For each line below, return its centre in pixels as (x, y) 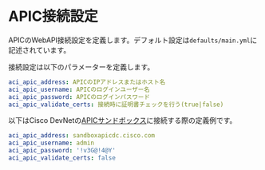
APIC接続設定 (53, 16)
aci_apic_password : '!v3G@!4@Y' (62, 151)
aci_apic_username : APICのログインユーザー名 (79, 89)
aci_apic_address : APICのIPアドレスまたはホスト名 (87, 82)
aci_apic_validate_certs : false (62, 158)
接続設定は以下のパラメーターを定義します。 (81, 67)
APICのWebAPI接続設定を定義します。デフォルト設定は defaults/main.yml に (133, 40)
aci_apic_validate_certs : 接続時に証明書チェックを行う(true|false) (116, 105)
